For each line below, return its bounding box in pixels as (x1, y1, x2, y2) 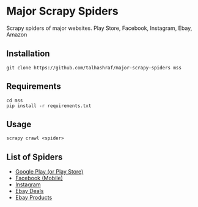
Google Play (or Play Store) (15, 168, 84, 175)
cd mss (6, 97, 23, 103)
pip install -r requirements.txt (6, 102, 92, 109)
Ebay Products (15, 194, 53, 202)
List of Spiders (6, 152, 63, 162)
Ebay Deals (15, 188, 44, 195)
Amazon (6, 30, 28, 38)
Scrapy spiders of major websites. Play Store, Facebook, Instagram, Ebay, (6, 24, 193, 32)
